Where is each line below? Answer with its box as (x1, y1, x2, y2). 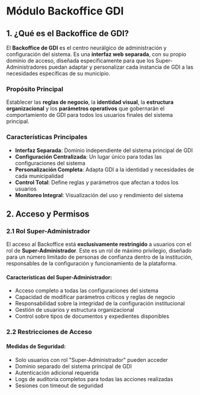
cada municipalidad (14, 172, 64, 179)
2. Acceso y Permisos (6, 209, 90, 219)
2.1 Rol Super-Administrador (6, 227, 90, 235)
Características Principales (6, 133, 88, 141)
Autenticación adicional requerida (14, 369, 99, 376)
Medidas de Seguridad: (6, 343, 66, 350)
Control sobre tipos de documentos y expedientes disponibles (14, 312, 170, 320)
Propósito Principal (6, 84, 63, 93)
